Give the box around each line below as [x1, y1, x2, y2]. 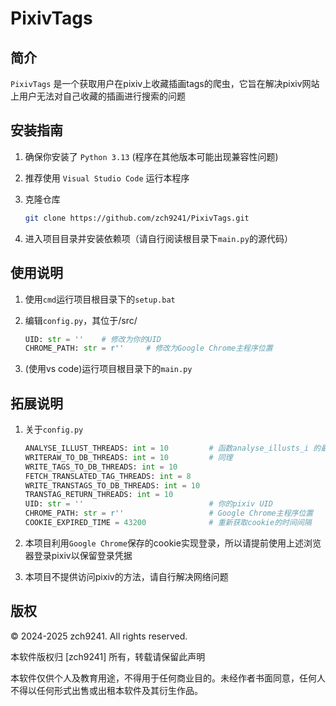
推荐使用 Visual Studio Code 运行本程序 [24, 172, 190, 184]
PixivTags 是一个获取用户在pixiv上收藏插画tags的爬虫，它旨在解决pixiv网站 [10, 78, 320, 89]
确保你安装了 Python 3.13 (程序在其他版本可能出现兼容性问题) [24, 150, 279, 162]
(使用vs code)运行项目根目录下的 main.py [24, 363, 193, 375]
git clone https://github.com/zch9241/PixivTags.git [24, 213, 250, 223]
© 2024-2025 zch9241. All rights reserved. [10, 630, 188, 642]
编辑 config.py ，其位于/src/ [24, 314, 138, 326]
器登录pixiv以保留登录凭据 [24, 549, 133, 561]
